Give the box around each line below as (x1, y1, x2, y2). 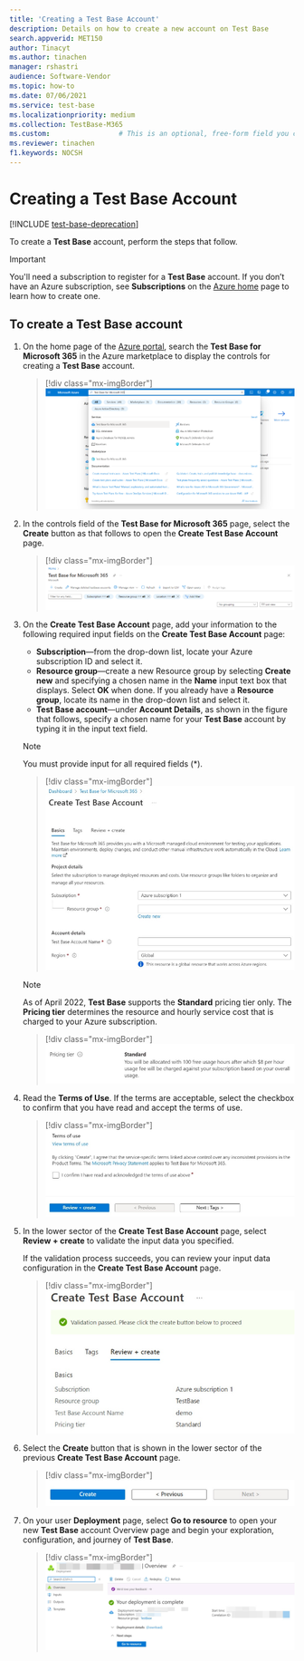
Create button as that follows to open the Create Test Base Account (22, 528, 279, 539)
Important (9, 254, 46, 265)
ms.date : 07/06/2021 (9, 91, 88, 100)
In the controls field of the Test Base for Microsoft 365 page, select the (22, 518, 290, 529)
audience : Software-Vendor (9, 72, 111, 82)
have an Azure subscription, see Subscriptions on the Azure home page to (9, 281, 290, 292)
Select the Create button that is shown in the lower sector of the (22, 1442, 262, 1453)
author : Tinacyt (9, 43, 71, 53)
